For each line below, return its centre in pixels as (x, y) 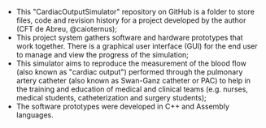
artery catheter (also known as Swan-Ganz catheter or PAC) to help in (133, 81)
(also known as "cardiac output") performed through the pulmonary (129, 72)
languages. (35, 115)
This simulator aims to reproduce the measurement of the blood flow (131, 63)
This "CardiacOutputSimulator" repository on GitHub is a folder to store (135, 12)
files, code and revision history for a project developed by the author (131, 20)
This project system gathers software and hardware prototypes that (129, 37)
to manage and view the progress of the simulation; (102, 55)
